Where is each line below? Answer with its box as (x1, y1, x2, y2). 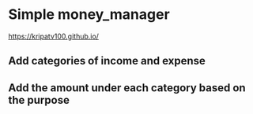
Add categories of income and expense (8, 54, 206, 68)
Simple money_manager (8, 6, 170, 24)
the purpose (8, 93, 70, 107)
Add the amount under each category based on (8, 81, 247, 94)
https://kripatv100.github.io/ (8, 31, 99, 41)
